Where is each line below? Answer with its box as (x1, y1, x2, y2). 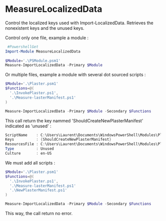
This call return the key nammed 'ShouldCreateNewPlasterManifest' (5, 117, 143, 123)
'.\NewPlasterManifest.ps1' (9, 188, 68, 193)
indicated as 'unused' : (5, 123, 52, 129)
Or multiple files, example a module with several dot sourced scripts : (5, 72, 146, 78)
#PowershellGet (7, 44, 39, 49)
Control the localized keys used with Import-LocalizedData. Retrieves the (5, 20, 154, 26)
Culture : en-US (5, 151, 52, 156)
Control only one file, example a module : (5, 35, 89, 41)
